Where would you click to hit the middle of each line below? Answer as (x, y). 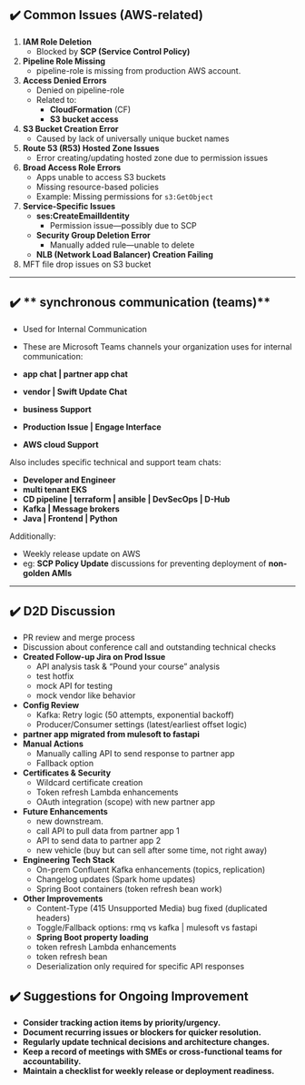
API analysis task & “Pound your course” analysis (128, 666)
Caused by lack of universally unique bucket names (133, 138)
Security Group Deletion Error (93, 235)
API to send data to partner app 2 (98, 841)
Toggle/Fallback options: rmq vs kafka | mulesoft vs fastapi (147, 928)
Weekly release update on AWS (81, 553)
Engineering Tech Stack (69, 860)
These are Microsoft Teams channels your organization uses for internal (157, 346)
